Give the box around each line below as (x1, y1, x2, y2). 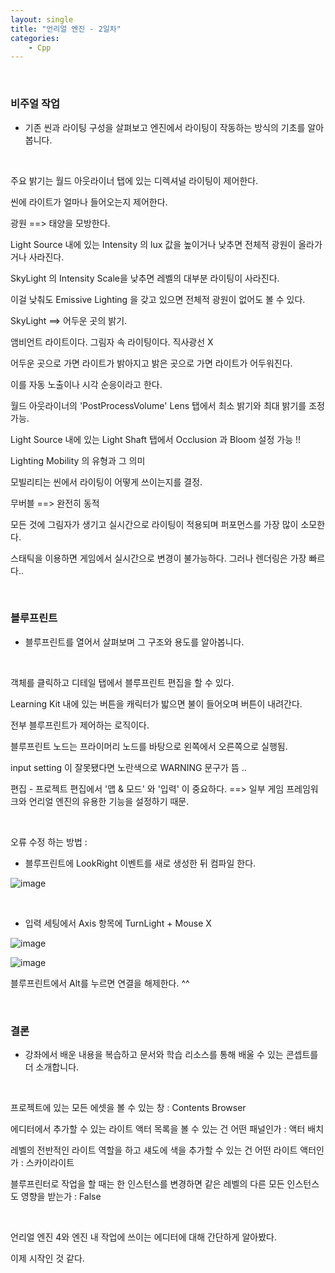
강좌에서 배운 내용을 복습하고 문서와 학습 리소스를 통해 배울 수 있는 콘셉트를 (24, 1049, 319, 1061)
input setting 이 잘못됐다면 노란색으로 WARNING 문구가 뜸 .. (10, 761, 247, 773)
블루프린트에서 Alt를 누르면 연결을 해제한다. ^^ (10, 977, 190, 989)
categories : (10, 33, 60, 43)
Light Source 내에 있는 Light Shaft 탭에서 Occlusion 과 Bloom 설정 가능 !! (10, 433, 302, 445)
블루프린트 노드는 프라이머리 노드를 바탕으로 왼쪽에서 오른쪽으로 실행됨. (10, 740, 288, 752)
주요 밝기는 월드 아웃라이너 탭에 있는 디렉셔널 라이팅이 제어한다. (10, 174, 259, 186)
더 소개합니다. (24, 1061, 80, 1073)
